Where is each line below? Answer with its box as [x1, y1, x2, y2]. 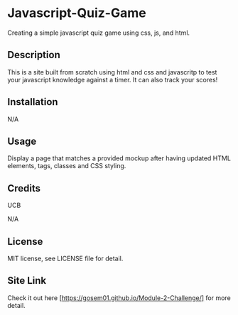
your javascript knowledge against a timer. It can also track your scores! [7, 75, 218, 84]
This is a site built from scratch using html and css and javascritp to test [7, 67, 217, 76]
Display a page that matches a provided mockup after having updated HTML [7, 154, 231, 162]
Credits [7, 182, 41, 194]
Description [7, 49, 60, 61]
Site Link [7, 275, 47, 287]
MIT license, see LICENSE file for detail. [7, 254, 124, 262]
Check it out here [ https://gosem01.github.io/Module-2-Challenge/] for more [7, 293, 231, 302]
